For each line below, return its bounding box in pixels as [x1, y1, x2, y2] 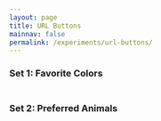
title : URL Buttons [9, 21, 82, 30]
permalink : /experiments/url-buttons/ [9, 37, 153, 47]
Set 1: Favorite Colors [9, 68, 103, 80]
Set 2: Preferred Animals [9, 102, 118, 115]
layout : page [9, 12, 58, 22]
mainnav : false [9, 29, 66, 38]
